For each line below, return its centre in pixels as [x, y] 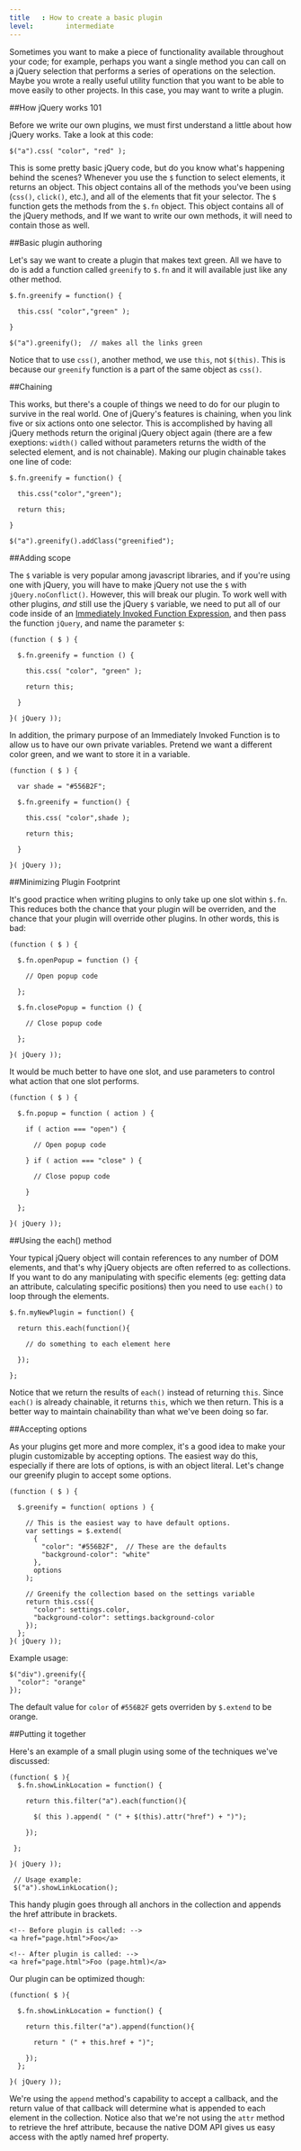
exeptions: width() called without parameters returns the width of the [138, 442]
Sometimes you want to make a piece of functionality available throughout [147, 51]
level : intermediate [62, 26]
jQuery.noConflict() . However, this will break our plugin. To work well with [148, 594]
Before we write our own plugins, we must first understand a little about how [150, 125]
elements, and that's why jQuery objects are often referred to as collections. [150, 1267]
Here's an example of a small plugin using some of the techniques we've [144, 1751]
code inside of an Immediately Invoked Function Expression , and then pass [148, 613]
